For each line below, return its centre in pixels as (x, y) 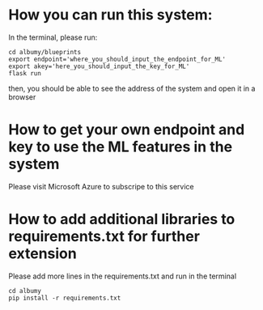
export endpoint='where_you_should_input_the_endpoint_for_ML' (117, 59)
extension (42, 254)
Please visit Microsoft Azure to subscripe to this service (101, 186)
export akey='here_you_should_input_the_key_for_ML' (99, 66)
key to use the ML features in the (121, 147)
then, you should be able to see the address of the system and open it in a (132, 88)
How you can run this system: (110, 15)
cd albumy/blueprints (45, 52)
